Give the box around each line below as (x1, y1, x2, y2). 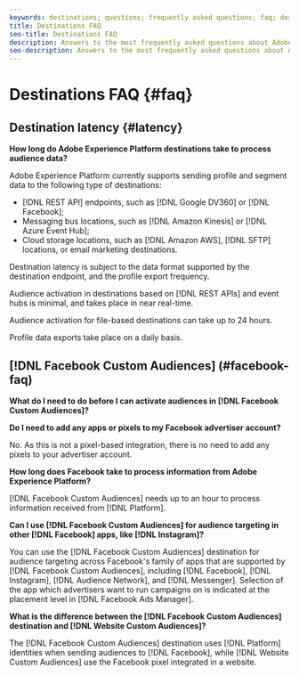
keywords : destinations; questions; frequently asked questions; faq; (9, 12, 277, 22)
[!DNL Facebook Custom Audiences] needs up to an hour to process (9, 493, 261, 503)
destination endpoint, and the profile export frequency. (9, 271, 210, 281)
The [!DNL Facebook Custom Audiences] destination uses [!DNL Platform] (9, 638, 281, 648)
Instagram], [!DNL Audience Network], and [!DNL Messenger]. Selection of (9, 574, 284, 585)
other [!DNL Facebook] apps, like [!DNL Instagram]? (9, 529, 205, 540)
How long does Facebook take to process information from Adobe (9, 466, 258, 476)
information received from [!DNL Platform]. (9, 502, 166, 513)
